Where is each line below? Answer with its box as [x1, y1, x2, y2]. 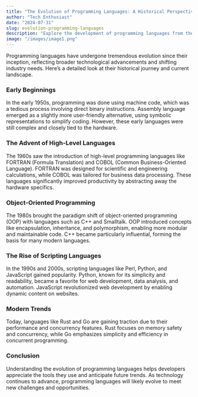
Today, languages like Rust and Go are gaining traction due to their [6, 318, 168, 325]
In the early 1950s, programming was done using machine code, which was [6, 99, 190, 106]
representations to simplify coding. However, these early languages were [6, 118, 184, 125]
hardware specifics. [6, 183, 54, 191]
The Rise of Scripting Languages [6, 251, 101, 260]
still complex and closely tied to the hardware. [6, 124, 118, 132]
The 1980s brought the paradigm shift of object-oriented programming [6, 212, 177, 219]
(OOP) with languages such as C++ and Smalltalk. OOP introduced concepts [6, 218, 192, 225]
